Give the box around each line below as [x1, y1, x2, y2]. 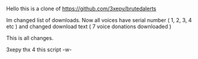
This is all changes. [6, 35, 54, 41]
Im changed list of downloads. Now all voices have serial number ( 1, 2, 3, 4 [6, 17, 193, 23]
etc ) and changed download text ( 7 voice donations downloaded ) [6, 23, 172, 30]
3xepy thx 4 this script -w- [6, 46, 72, 53]
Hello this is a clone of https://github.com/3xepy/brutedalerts [6, 5, 157, 12]
